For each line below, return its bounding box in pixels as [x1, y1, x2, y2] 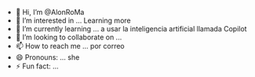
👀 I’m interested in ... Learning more [15, 16, 131, 25]
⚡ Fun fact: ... [15, 61, 59, 71]
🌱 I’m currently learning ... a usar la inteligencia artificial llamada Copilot [15, 24, 247, 33]
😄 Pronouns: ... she [15, 53, 80, 62]
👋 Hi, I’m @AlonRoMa [15, 8, 85, 16]
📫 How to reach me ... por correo [15, 42, 125, 50]
